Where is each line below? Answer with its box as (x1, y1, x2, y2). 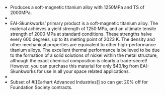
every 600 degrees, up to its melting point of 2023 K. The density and (10, 36, 155, 42)
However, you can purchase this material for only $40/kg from (10, 63, 139, 69)
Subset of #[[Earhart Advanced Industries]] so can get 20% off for (10, 79, 148, 85)
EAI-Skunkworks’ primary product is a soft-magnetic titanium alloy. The (10, 20, 158, 26)
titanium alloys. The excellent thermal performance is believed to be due (10, 47, 160, 53)
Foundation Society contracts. (10, 84, 73, 90)
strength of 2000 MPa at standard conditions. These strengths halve (10, 31, 152, 37)
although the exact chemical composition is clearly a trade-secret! (10, 58, 147, 63)
